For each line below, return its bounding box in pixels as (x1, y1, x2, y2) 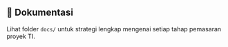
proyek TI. (6, 32, 35, 40)
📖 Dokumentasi (6, 7, 74, 18)
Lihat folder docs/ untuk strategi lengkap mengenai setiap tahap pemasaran (6, 25, 222, 33)
